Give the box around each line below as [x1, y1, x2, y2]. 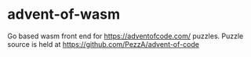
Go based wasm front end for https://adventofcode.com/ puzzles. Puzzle [7, 31, 244, 41]
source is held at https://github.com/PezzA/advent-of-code [7, 39, 199, 48]
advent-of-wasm [7, 5, 121, 23]
